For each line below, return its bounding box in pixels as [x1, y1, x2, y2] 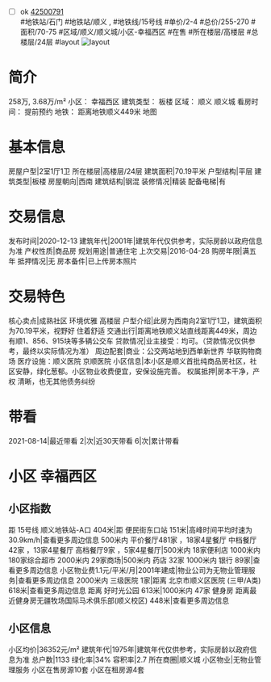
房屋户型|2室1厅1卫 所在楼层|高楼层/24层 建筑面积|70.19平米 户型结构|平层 [8, 166, 253, 176]
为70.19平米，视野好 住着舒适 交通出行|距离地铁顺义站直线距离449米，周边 [8, 326, 257, 335]
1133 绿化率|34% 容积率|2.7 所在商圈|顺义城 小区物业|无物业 [55, 655, 255, 664]
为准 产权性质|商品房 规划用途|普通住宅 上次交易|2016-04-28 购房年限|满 [8, 246, 250, 255]
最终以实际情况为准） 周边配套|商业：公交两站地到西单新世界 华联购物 [22, 346, 256, 356]
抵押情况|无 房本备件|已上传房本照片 [17, 256, 138, 266]
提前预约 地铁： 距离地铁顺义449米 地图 [23, 107, 157, 116]
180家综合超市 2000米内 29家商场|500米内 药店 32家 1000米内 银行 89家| [8, 555, 254, 565]
